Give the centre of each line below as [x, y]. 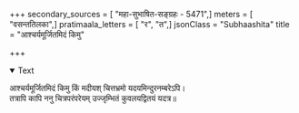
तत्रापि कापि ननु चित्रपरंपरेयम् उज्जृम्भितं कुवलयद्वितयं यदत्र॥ [93, 98]
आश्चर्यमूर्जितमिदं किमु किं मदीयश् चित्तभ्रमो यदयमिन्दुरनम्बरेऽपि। [98, 88]
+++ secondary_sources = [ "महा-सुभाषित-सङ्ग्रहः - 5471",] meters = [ [131, 14]
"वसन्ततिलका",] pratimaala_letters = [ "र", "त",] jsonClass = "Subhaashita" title [149, 24]
